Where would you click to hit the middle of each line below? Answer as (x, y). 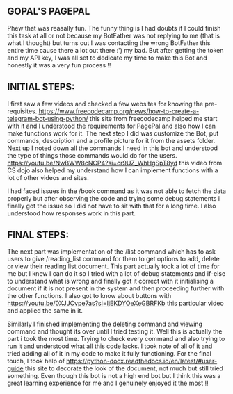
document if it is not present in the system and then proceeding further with (116, 288)
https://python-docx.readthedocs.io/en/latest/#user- (142, 361)
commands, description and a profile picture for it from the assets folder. (111, 140)
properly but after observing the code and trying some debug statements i (114, 198)
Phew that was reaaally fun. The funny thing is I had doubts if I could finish (114, 28)
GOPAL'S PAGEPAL (49, 11)
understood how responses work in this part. (71, 213)
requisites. (22, 111)
